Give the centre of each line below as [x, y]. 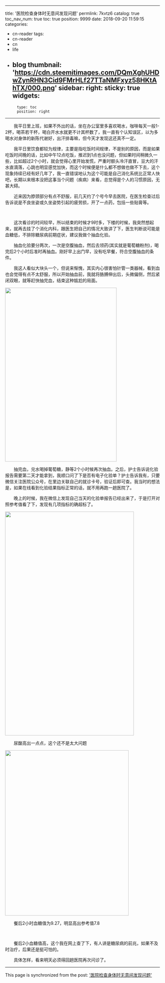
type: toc [27, 107]
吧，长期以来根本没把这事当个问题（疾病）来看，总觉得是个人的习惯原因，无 [82, 179]
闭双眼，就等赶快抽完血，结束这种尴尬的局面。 [52, 280]
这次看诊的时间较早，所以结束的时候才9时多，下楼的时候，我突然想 [82, 222]
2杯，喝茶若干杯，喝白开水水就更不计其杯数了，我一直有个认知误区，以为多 [82, 132]
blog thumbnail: [37, 65]
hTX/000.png [33, 88]
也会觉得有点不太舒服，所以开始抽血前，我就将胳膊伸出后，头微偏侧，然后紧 [82, 274]
